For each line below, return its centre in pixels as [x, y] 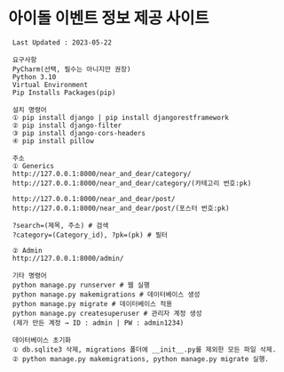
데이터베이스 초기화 [42, 340]
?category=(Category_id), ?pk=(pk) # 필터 [90, 235]
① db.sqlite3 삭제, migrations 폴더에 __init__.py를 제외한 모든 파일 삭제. [144, 349]
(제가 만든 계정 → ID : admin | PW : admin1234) [98, 323]
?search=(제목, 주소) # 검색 [60, 225]
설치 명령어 [30, 109]
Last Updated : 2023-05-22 [62, 42]
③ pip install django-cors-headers [79, 133]
